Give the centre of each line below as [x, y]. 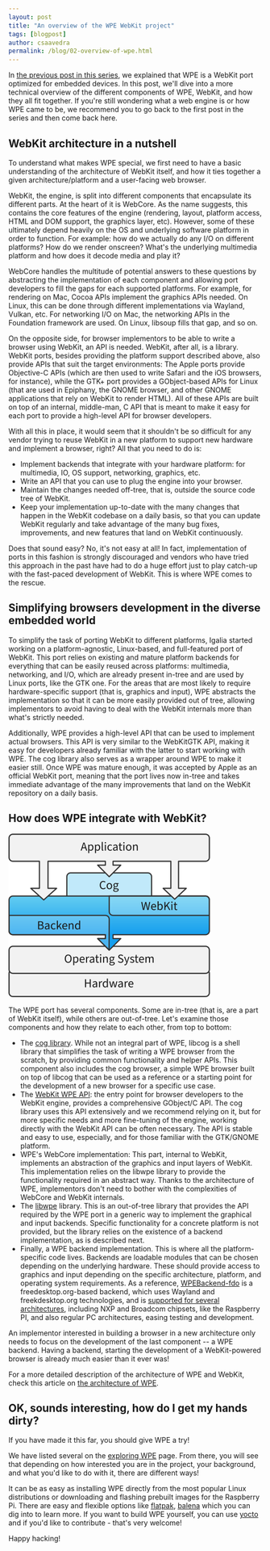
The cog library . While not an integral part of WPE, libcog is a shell [130, 1042]
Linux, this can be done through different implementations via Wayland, [127, 305]
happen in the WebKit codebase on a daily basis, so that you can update [140, 515]
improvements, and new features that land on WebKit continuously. [131, 532]
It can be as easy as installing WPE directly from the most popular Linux [127, 1489]
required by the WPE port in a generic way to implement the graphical [136, 1214]
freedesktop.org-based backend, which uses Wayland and [117, 1291]
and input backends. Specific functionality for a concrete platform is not [139, 1222]
